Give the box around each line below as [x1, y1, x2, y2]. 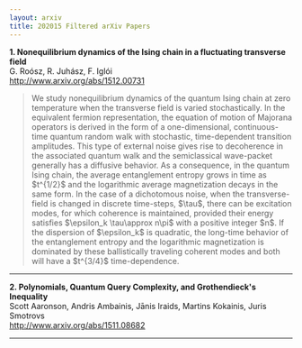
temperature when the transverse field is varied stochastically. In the [31, 102, 286, 113]
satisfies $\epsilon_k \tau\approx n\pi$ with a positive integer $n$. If [31, 217, 285, 228]
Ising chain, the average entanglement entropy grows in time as [31, 169, 267, 180]
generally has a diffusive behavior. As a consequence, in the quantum [31, 160, 290, 170]
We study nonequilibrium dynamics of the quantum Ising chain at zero [31, 92, 291, 104]
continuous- [233, 121, 280, 132]
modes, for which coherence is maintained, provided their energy [31, 207, 274, 218]
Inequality [9, 290, 49, 302]
